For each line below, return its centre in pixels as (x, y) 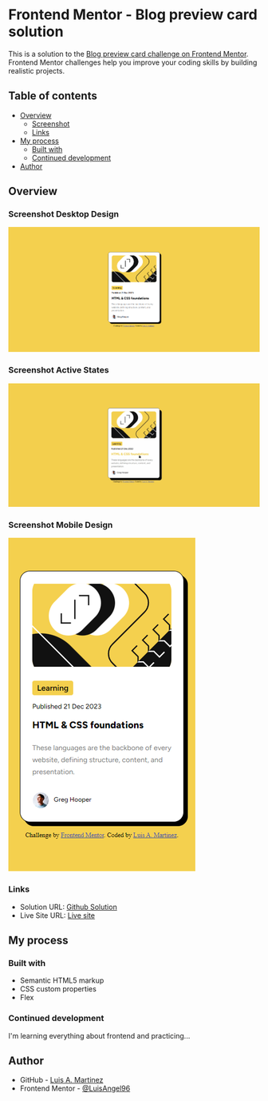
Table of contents (53, 96)
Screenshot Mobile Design (61, 525)
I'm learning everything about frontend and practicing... (99, 1035)
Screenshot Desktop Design (64, 214)
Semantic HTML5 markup (62, 980)
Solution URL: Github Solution (68, 907)
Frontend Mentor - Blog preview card (133, 15)
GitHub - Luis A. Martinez (61, 1080)
